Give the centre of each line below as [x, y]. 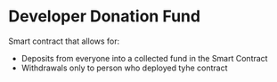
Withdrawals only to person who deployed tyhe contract [124, 68]
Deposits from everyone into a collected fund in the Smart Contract [144, 58]
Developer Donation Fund [105, 16]
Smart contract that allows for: [64, 41]
